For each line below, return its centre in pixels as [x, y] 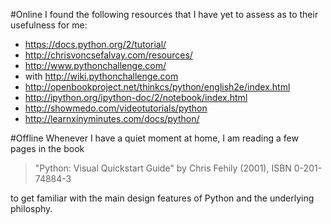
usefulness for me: [49, 25]
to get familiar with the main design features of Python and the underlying [162, 198]
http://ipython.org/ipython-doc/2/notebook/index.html [136, 97]
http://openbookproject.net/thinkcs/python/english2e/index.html [157, 87]
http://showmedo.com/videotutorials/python [116, 108]
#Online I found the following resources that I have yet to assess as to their [164, 14]
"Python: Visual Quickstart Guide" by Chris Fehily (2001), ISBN [163, 168]
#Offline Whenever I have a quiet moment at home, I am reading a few [154, 138]
